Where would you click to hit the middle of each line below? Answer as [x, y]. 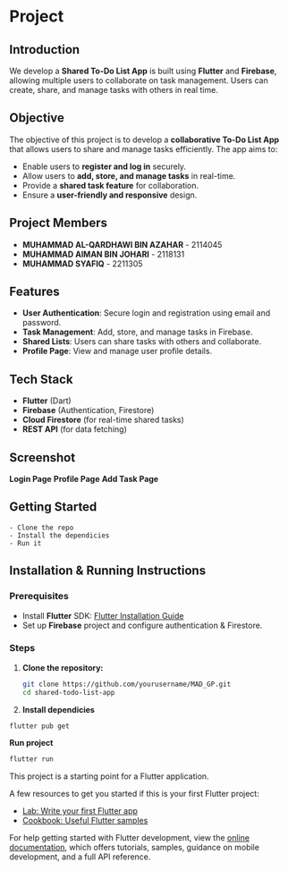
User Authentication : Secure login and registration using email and [146, 313]
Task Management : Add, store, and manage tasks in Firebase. [137, 332]
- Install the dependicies [59, 535]
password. [42, 323]
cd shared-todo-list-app [68, 692]
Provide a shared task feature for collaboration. [110, 185]
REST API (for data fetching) [74, 429]
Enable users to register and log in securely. [104, 166]
